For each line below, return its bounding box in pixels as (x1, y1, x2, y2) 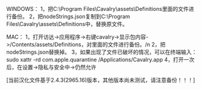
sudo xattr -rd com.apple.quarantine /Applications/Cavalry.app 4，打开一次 (6, 56, 195, 63)
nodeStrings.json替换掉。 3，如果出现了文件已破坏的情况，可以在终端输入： (6, 48, 197, 56)
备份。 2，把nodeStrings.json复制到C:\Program (11, 13, 131, 20)
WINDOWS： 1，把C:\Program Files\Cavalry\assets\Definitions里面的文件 (6, 5, 189, 12)
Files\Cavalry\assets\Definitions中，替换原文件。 (6, 21, 128, 27)
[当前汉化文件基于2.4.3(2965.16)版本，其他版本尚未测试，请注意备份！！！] (6, 76, 196, 84)
